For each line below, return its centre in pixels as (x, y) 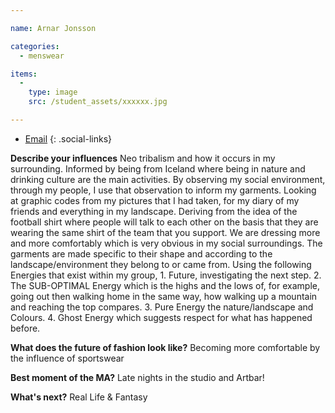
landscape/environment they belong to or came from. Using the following (161, 264)
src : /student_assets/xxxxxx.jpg (98, 102)
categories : (35, 46)
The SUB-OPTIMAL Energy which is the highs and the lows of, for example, (165, 285)
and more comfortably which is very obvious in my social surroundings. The (166, 243)
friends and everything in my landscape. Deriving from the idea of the (154, 211)
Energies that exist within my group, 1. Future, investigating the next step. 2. (166, 275)
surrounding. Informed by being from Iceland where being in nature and (158, 168)
